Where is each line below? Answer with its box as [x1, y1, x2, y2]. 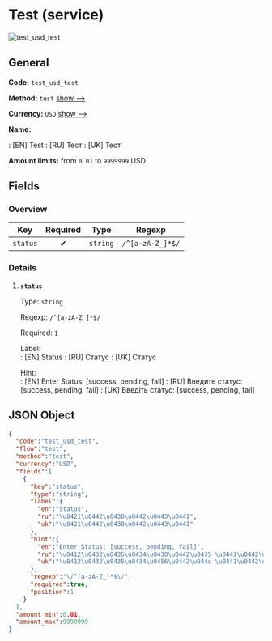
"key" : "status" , [29, 482, 85, 490]
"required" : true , [29, 580, 89, 588]
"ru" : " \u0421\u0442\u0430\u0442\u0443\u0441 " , [37, 512, 198, 521]
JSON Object [8, 409, 75, 422]
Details [8, 262, 37, 274]
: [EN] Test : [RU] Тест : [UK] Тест [8, 140, 121, 150]
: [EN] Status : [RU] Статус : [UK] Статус [19, 352, 156, 362]
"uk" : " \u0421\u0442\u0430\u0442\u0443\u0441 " [37, 520, 194, 529]
